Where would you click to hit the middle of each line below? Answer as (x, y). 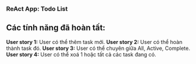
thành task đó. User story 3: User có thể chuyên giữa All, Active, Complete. (98, 48)
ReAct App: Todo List (37, 9)
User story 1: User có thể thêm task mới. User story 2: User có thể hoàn (94, 42)
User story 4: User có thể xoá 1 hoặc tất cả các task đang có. (81, 54)
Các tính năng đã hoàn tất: (56, 28)
